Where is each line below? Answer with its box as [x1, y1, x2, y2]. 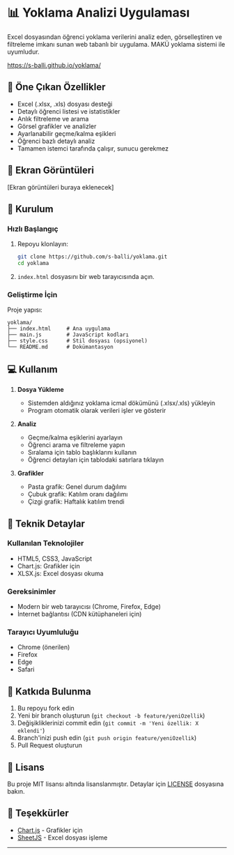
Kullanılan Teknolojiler [7, 538, 84, 548]
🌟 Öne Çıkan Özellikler [7, 81, 106, 93]
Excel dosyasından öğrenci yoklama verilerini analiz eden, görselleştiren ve [7, 32, 223, 41]
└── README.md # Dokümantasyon [7, 344, 114, 351]
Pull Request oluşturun [17, 741, 82, 750]
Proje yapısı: [7, 305, 43, 314]
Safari [17, 665, 35, 674]
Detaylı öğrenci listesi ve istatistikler [17, 107, 120, 115]
